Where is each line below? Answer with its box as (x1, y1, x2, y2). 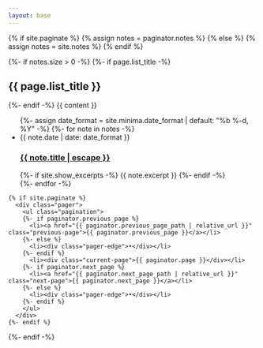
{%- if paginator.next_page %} (22, 263, 126, 271)
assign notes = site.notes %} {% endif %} (8, 41, 144, 51)
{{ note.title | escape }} (19, 152, 111, 163)
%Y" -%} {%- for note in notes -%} (19, 124, 135, 134)
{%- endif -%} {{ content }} (8, 100, 97, 110)
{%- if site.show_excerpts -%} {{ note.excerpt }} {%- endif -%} (19, 170, 226, 180)
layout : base (8, 11, 51, 20)
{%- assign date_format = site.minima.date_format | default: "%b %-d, (19, 116, 249, 125)
